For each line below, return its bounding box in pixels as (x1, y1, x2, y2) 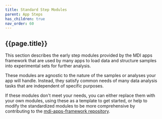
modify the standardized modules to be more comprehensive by (5, 103, 135, 109)
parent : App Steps (5, 12, 43, 17)
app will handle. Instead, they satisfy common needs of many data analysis (5, 78, 158, 84)
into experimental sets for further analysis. (5, 63, 91, 69)
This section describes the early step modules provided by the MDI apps (5, 52, 153, 58)
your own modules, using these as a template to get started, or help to (5, 98, 148, 104)
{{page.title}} (5, 39, 48, 47)
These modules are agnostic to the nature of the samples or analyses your (5, 73, 156, 79)
